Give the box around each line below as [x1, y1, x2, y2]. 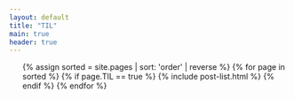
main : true [9, 29, 50, 38]
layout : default [9, 12, 69, 22]
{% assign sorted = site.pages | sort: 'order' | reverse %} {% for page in [21, 62, 286, 72]
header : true [9, 37, 58, 47]
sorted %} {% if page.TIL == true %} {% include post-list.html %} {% [21, 72, 275, 82]
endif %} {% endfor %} [21, 80, 107, 91]
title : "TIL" [9, 21, 58, 30]
